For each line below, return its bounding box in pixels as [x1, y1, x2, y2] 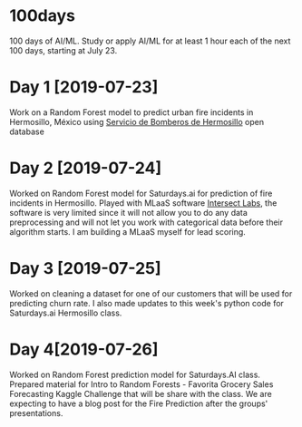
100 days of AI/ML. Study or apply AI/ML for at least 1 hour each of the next [9, 35, 291, 46]
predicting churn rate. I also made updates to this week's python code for [9, 297, 284, 308]
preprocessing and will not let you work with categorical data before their [9, 217, 284, 228]
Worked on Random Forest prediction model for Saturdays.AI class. [9, 369, 261, 380]
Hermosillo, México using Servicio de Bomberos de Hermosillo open [9, 116, 265, 127]
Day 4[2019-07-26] [9, 339, 159, 359]
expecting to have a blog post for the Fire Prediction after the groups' [9, 398, 268, 409]
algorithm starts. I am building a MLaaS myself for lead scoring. [9, 226, 247, 237]
